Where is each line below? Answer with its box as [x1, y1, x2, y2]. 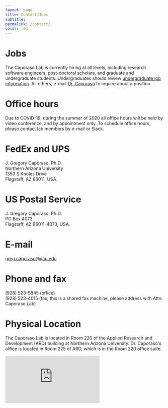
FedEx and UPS [5, 143, 70, 155]
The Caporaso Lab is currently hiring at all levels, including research [5, 65, 146, 71]
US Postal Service [5, 194, 81, 205]
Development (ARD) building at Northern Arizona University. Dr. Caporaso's [5, 340, 162, 346]
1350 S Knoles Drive [5, 170, 47, 177]
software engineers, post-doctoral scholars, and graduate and [5, 70, 134, 76]
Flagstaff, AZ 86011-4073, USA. [5, 221, 70, 227]
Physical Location [5, 318, 81, 329]
